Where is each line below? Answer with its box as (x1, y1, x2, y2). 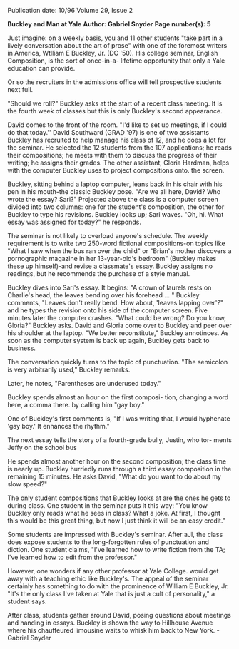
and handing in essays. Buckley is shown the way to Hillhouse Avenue (7, 618, 213, 627)
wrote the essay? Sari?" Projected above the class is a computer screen (7, 195, 219, 203)
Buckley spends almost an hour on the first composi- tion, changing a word (7, 393, 229, 402)
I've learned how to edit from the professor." (7, 553, 138, 561)
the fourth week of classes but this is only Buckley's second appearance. (7, 107, 223, 115)
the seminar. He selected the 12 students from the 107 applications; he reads (7, 143, 232, 152)
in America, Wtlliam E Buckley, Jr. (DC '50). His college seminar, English (7, 49, 218, 57)
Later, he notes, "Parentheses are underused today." (7, 379, 162, 387)
